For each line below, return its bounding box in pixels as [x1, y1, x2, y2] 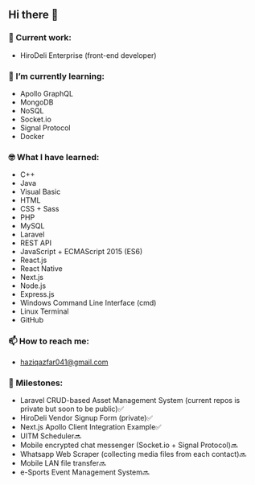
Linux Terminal [19, 306, 70, 316]
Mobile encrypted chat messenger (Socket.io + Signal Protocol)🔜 [19, 440, 239, 450]
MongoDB [19, 97, 54, 107]
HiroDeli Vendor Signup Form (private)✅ [19, 413, 153, 422]
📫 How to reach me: [8, 335, 90, 347]
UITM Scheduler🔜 [19, 431, 82, 441]
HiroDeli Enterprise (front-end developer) [19, 50, 157, 60]
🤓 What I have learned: [8, 151, 100, 162]
